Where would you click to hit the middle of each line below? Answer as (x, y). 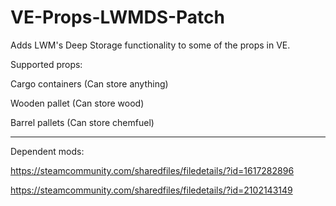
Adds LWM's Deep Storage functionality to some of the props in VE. (150, 45)
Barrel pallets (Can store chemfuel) (82, 122)
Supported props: (46, 64)
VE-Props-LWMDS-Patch (117, 17)
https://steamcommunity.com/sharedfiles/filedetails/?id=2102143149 (151, 190)
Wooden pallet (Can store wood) (77, 103)
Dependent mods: (47, 151)
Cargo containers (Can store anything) (89, 83)
